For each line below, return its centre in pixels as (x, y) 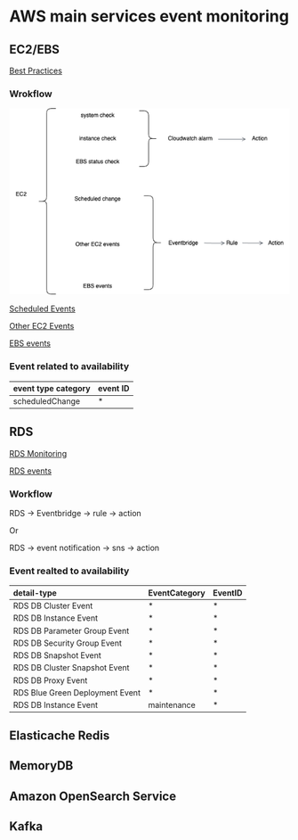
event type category (52, 389)
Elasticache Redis (60, 735)
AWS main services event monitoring (149, 16)
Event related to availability (69, 366)
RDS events (30, 471)
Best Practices (36, 70)
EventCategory (177, 593)
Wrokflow (31, 94)
